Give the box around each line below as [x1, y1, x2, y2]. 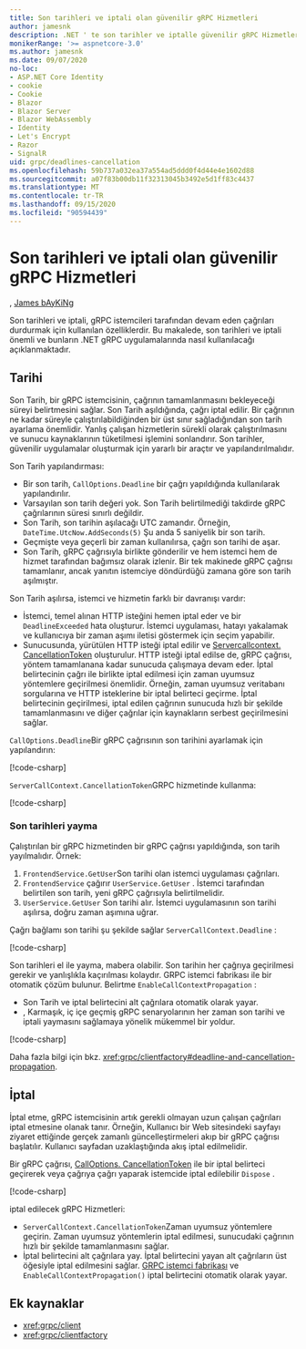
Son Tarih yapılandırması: [9, 460, 105, 471]
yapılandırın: [9, 744, 56, 755]
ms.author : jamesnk [9, 47, 84, 57]
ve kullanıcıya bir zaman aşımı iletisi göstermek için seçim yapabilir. [22, 630, 275, 641]
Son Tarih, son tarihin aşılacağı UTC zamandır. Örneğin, [22, 517, 230, 528]
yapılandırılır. [22, 488, 71, 499]
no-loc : [9, 65, 39, 74]
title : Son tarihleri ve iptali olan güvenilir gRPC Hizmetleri [9, 13, 259, 23]
